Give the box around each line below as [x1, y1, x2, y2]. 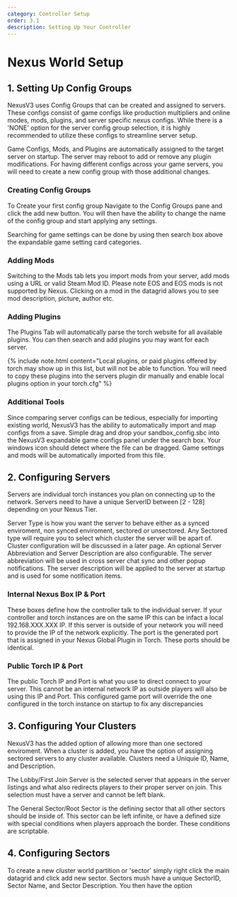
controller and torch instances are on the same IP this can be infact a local [7, 613, 224, 621]
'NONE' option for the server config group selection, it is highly [7, 123, 191, 132]
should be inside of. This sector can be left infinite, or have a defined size [7, 811, 221, 820]
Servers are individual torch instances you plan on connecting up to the [7, 490, 216, 498]
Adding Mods [7, 255, 55, 265]
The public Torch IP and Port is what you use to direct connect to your [7, 676, 212, 685]
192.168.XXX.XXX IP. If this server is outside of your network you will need [7, 620, 224, 629]
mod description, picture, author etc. [7, 294, 115, 302]
